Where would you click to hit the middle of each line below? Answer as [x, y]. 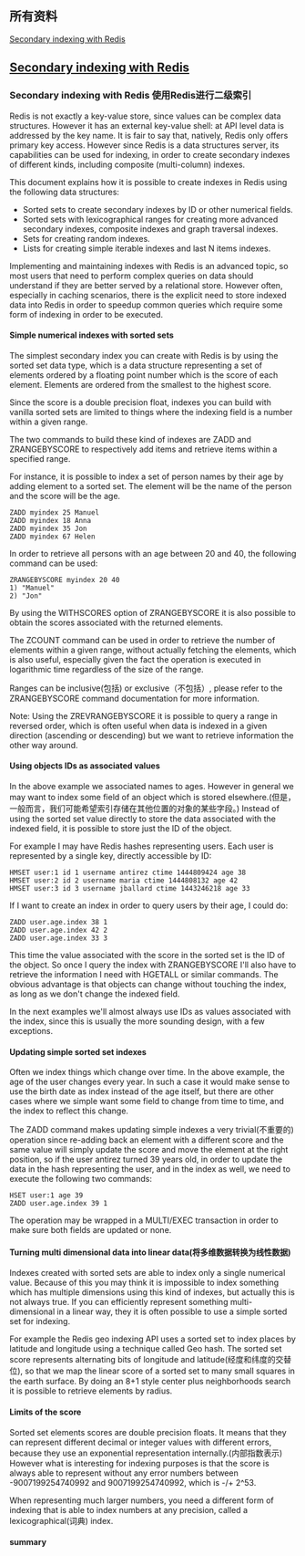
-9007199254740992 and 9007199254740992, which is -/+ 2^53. [133, 1482]
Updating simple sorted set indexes [78, 1051]
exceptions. [31, 1030]
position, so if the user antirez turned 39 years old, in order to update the [146, 1159]
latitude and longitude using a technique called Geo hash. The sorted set [146, 1349]
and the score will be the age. [65, 496]
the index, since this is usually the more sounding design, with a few [137, 1021]
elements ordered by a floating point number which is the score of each [144, 375]
